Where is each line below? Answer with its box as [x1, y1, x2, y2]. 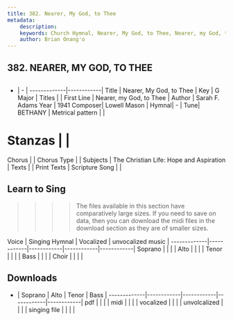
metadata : [7, 17, 36, 24]
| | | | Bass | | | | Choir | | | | [7, 252, 83, 261]
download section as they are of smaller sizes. [76, 224, 209, 232]
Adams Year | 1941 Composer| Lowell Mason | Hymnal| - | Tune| [17, 101, 200, 109]
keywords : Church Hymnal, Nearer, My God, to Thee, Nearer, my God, [19, 29, 222, 37]
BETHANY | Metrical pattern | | [17, 108, 105, 117]
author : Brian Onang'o [19, 36, 85, 43]
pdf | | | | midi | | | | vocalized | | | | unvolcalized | [84, 298, 223, 306]
